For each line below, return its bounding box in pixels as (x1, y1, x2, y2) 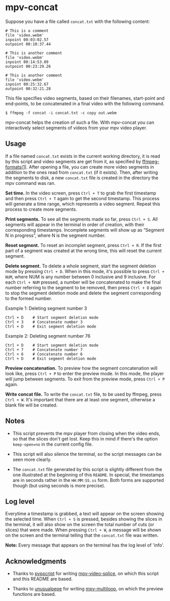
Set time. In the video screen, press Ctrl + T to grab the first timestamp (5, 190, 156, 196)
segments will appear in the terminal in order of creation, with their (5, 221, 145, 228)
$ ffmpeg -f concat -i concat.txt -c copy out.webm (5, 110, 117, 116)
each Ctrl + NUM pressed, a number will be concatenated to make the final (5, 279, 161, 285)
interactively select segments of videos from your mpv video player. (5, 124, 147, 131)
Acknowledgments (5, 557, 67, 565)
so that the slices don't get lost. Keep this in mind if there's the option (12, 435, 158, 442)
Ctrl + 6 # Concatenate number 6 (5, 351, 83, 357)
